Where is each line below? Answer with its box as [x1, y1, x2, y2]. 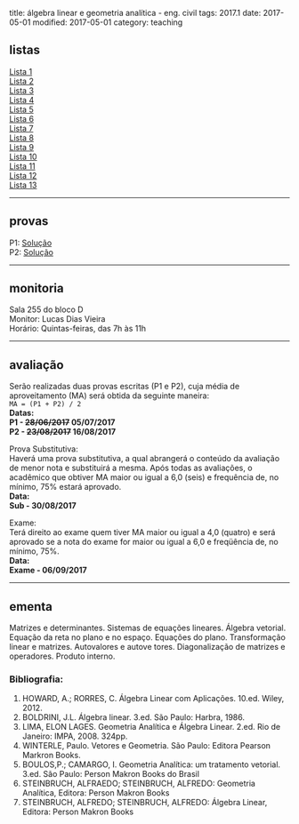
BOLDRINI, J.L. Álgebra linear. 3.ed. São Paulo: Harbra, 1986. [21, 712, 245, 723]
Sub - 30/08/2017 [9, 500, 77, 511]
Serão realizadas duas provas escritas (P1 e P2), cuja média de [9, 381, 240, 392]
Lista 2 [9, 76, 34, 86]
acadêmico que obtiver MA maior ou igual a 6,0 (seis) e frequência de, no [9, 472, 279, 483]
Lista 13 [9, 180, 37, 190]
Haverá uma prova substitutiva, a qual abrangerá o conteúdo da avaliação [9, 453, 280, 464]
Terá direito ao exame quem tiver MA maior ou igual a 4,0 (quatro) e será [9, 527, 276, 538]
